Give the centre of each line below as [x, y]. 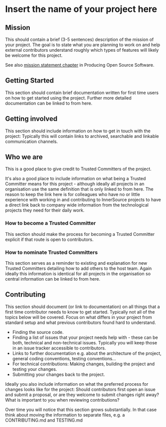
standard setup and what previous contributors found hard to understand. [81, 322]
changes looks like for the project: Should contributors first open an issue [80, 389]
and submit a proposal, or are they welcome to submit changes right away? [82, 395]
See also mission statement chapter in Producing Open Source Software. [80, 65]
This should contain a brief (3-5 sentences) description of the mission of [80, 39]
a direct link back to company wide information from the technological [77, 205]
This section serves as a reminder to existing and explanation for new [76, 263]
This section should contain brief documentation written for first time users [82, 93]
